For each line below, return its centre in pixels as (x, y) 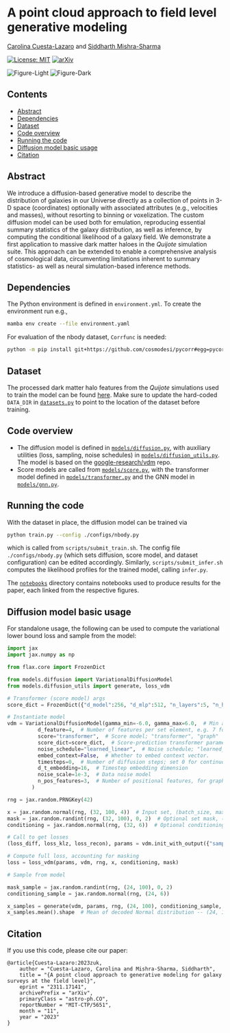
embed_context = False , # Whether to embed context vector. (124, 756)
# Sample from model (37, 875)
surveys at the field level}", (52, 981)
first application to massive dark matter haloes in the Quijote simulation (107, 244)
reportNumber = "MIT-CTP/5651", (65, 1005)
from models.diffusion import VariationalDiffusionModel (90, 679)
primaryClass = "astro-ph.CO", (64, 999)
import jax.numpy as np (41, 655)
